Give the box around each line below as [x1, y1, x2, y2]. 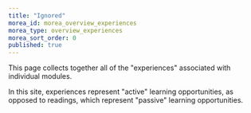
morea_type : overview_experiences [8, 26, 124, 34]
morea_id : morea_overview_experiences [8, 19, 137, 27]
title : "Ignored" [8, 11, 66, 20]
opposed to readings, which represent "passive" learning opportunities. [8, 95, 244, 105]
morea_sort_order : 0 [8, 33, 77, 42]
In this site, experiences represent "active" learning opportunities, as [8, 87, 233, 96]
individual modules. [8, 72, 73, 81]
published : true [8, 41, 62, 49]
